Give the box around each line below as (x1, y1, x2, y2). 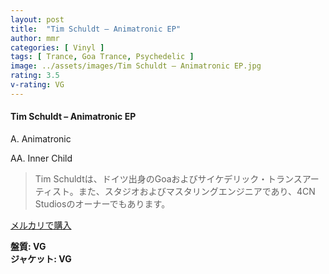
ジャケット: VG (10, 252, 72, 265)
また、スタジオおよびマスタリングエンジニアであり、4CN (78, 185, 316, 197)
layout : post (10, 14, 65, 25)
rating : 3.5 (10, 71, 60, 81)
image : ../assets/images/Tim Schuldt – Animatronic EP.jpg (10, 61, 262, 71)
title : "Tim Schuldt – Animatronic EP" (10, 24, 182, 34)
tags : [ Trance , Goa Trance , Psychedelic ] (10, 52, 195, 62)
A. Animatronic (10, 132, 72, 145)
